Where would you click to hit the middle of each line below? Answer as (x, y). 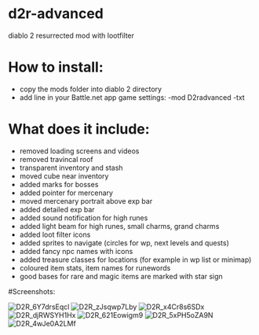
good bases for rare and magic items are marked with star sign (121, 276)
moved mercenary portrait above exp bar (86, 201)
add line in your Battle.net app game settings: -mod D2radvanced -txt (132, 97)
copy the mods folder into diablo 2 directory (91, 89)
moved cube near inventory (64, 176)
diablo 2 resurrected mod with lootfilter (71, 35)
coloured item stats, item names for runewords (95, 267)
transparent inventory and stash (71, 167)
